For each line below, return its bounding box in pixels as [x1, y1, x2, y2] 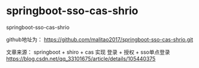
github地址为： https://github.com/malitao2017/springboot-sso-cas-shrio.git [6, 35, 194, 43]
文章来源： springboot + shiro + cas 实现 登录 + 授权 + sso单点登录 [6, 48, 170, 56]
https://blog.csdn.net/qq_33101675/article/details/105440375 [6, 55, 156, 62]
